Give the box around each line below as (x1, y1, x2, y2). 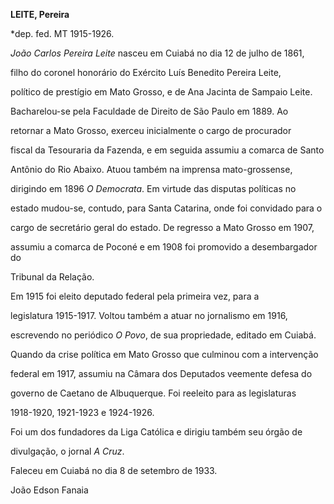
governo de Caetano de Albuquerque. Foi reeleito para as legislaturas (10, 387, 297, 399)
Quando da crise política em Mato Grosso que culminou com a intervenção (10, 349, 319, 360)
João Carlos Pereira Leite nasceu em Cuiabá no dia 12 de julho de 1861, (10, 47, 305, 59)
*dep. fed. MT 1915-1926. (10, 28, 115, 39)
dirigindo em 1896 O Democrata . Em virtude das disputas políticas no (10, 183, 297, 194)
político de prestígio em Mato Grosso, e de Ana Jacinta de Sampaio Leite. (10, 86, 313, 98)
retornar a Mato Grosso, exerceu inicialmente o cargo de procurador (10, 125, 292, 136)
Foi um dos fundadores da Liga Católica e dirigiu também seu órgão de (10, 426, 303, 438)
